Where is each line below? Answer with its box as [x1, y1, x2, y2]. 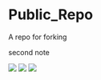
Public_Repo [8, 6, 94, 24]
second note [8, 47, 50, 57]
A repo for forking [8, 32, 67, 42]
